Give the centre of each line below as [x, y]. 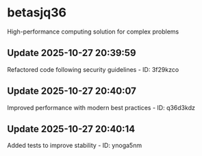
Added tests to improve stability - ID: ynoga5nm [75, 146]
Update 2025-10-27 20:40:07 [72, 91]
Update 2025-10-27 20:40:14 [71, 129]
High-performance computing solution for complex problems [93, 31]
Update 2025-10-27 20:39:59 [72, 53]
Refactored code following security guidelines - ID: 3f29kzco [93, 69]
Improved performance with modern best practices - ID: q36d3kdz [101, 107]
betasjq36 [37, 13]
